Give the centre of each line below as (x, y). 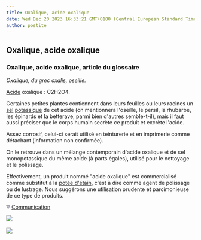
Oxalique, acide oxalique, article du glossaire (73, 67)
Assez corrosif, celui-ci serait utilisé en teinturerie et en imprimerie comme (98, 134)
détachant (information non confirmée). (55, 141)
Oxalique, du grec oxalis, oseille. (46, 80)
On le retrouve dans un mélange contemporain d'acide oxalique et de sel (96, 152)
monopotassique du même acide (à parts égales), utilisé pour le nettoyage (98, 159)
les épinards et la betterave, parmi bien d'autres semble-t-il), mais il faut (95, 116)
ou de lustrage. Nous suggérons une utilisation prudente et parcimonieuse (98, 189)
